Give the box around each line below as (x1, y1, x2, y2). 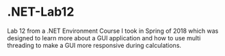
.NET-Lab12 (7, 4, 75, 20)
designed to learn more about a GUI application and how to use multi (7, 33, 201, 42)
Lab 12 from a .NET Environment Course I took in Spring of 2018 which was (7, 27, 219, 35)
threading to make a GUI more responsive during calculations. (7, 41, 182, 49)
